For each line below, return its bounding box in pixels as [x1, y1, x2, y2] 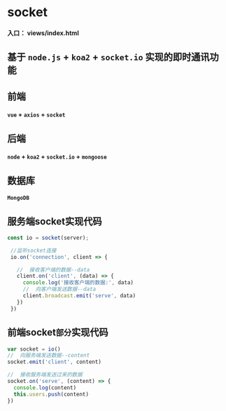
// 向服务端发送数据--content [7, 352, 90, 359]
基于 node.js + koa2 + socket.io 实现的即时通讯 [7, 51, 210, 63]
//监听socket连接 [10, 247, 57, 254]
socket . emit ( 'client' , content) [7, 358, 101, 365]
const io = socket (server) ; [7, 234, 90, 241]
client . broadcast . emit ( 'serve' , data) [22, 292, 136, 299]
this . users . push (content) [13, 391, 90, 398]
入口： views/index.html [7, 29, 79, 37]
